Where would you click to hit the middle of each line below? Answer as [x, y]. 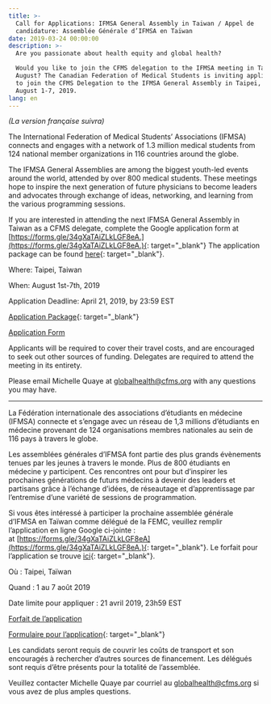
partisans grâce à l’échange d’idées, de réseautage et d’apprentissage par [132, 489]
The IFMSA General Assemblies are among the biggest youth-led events [128, 170]
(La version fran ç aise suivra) [56, 121]
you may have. [33, 390]
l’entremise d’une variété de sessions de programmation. [102, 498]
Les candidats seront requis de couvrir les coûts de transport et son [121, 650]
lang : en [23, 98]
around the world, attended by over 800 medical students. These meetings [133, 178]
